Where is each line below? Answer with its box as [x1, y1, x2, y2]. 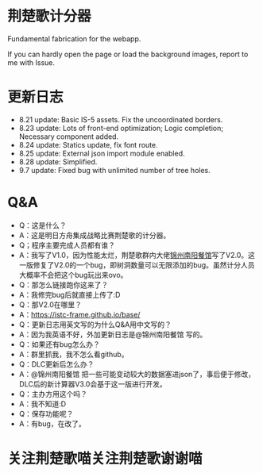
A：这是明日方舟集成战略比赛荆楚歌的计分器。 [18, 230, 171, 240]
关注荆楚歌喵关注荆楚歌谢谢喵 [7, 450, 203, 467]
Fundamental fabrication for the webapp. [7, 33, 141, 44]
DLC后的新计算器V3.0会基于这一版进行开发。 [18, 379, 168, 389]
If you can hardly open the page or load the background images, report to [7, 49, 249, 59]
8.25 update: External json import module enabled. [18, 148, 185, 158]
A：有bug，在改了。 [18, 418, 86, 429]
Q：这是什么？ [18, 220, 67, 230]
